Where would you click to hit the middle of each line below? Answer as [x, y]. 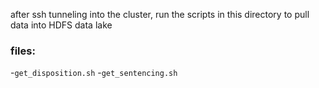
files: [23, 51]
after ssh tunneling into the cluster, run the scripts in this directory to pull [160, 14]
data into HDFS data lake [61, 25]
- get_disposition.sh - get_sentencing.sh [94, 73]
